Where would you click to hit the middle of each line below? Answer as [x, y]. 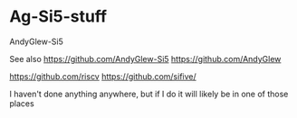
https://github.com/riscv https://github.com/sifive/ [103, 76]
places [22, 103]
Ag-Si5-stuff [58, 17]
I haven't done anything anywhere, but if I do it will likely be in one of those [149, 94]
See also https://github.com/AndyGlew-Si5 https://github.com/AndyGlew [145, 59]
